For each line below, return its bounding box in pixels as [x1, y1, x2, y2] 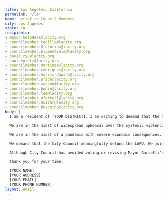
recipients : [5, 30, 30, 35]
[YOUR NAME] [9, 168, 35, 173]
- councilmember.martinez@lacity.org [5, 63, 84, 68]
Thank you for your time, [9, 159, 64, 164]
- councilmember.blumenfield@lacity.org [5, 49, 91, 54]
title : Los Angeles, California [5, 7, 72, 12]
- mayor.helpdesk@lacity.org [5, 35, 66, 40]
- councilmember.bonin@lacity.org [5, 86, 77, 91]
